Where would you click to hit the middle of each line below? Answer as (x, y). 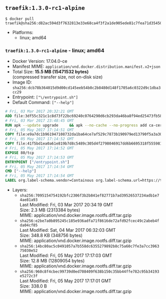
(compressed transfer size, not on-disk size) (57, 77)
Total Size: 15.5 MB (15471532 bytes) (50, 72)
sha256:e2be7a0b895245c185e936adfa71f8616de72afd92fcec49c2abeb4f (89, 221)
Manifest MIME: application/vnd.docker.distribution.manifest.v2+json (86, 66)
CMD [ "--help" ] (21, 171)
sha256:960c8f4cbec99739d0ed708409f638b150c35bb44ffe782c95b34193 (89, 272)
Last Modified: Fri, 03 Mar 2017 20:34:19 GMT (66, 205)
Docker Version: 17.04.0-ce (40, 61)
